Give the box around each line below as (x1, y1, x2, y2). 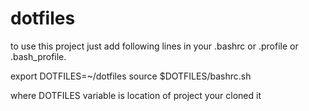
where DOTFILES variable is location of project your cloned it (10, 89, 262, 101)
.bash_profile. (10, 50, 67, 62)
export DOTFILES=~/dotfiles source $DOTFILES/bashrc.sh (10, 70, 252, 82)
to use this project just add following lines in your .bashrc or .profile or (10, 40, 299, 52)
